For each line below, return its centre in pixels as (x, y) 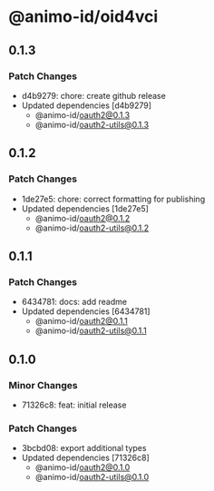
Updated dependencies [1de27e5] (85, 208)
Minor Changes (43, 385)
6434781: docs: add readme (74, 302)
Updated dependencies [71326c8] (86, 458)
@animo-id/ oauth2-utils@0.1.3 (92, 124)
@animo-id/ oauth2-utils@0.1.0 (92, 477)
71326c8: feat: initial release (74, 405)
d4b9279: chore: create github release (94, 95)
